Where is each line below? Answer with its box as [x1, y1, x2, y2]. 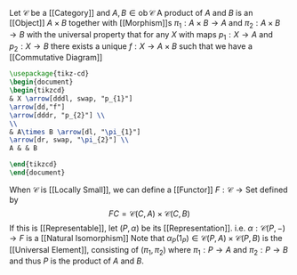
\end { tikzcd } [9, 160, 58, 169]
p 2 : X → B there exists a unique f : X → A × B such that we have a [9, 40, 253, 53]
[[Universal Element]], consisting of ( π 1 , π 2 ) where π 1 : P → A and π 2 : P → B [9, 244, 289, 257]
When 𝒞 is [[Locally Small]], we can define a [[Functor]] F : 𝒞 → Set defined [9, 184, 288, 195]
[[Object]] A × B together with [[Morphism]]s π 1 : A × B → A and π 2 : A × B [9, 18, 281, 30]
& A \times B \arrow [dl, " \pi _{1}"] [9, 127, 141, 136]
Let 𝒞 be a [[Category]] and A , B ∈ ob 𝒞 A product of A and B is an [9, 8, 253, 18]
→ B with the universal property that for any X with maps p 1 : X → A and [9, 28, 274, 42]
